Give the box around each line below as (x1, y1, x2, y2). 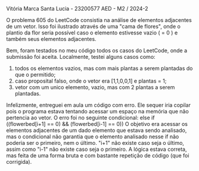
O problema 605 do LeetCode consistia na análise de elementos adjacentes (6, 17, 192, 23)
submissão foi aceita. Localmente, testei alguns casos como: (6, 53, 156, 60)
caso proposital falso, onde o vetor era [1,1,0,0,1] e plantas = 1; (14, 77, 167, 84)
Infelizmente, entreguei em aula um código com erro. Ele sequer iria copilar (6, 102, 191, 109)
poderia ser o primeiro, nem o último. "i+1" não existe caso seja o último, (6, 140, 185, 146)
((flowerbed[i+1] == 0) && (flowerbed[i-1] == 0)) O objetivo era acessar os (6, 121, 188, 127)
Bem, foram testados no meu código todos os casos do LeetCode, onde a (6, 47, 188, 54)
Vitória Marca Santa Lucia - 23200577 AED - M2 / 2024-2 (6, 5, 148, 12)
